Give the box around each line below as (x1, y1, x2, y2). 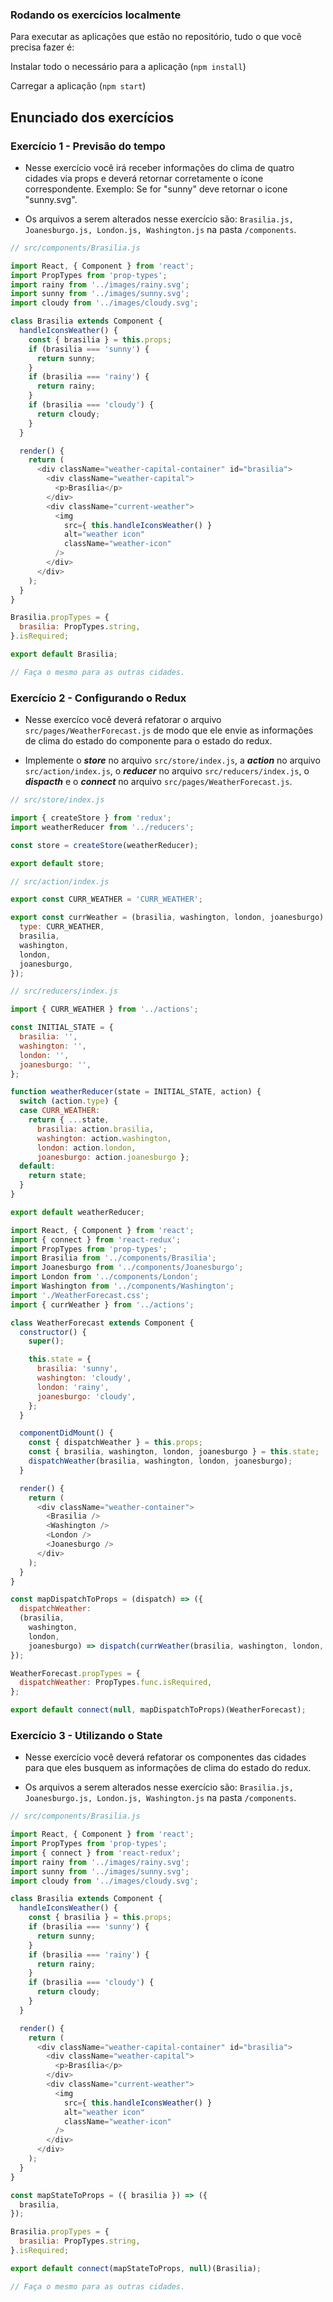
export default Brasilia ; (10, 649, 118, 660)
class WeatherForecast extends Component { (10, 1318, 195, 1328)
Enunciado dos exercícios (10, 109, 175, 126)
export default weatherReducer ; (10, 1207, 145, 1217)
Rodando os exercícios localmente (10, 8, 182, 22)
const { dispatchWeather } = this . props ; (28, 1438, 203, 1448)
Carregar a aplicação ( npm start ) (10, 80, 147, 92)
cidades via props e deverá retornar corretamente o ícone (24, 172, 264, 184)
